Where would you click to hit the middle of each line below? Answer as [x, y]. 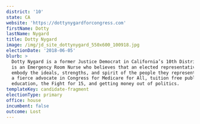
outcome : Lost [24, 111]
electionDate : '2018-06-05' [41, 51]
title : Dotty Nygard [32, 39]
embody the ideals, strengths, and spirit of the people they [90, 73]
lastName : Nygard [28, 34]
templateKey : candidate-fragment [48, 89]
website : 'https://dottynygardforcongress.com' [66, 23]
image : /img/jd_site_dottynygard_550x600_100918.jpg [73, 45]
